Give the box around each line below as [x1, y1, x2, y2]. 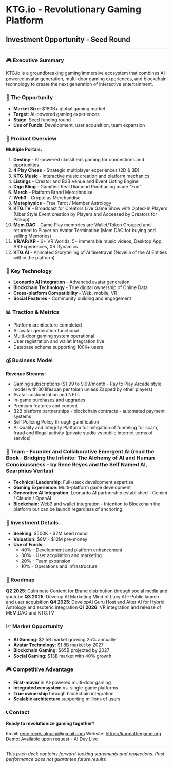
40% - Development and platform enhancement [21, 547, 123, 553]
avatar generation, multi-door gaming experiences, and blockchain [25, 75, 167, 82]
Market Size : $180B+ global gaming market [13, 105, 106, 111]
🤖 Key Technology [6, 267, 52, 274]
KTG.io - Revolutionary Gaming [6, 4, 142, 15]
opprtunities [13, 162, 39, 168]
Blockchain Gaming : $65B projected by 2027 [13, 647, 110, 653]
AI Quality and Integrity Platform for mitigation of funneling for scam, [13, 424, 159, 430]
